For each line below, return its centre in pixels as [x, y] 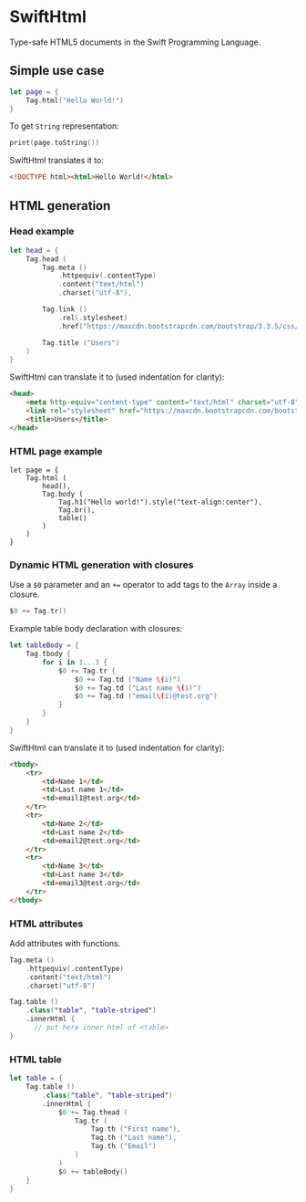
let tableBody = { [44, 645]
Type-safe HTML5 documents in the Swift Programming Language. [135, 42]
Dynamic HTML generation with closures [102, 565]
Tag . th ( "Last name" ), [134, 1138]
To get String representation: [65, 126]
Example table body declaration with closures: [96, 629]
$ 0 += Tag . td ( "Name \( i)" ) [127, 679]
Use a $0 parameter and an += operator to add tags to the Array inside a [143, 585]
